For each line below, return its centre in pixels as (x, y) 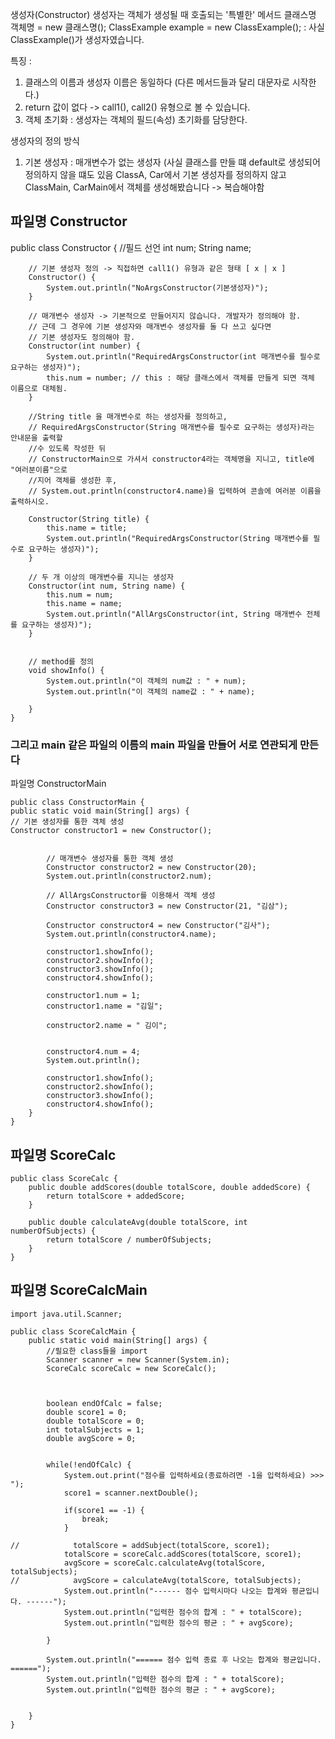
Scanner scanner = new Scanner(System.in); (138, 1359)
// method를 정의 (61, 661)
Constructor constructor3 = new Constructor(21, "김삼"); (167, 906)
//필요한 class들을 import (97, 1351)
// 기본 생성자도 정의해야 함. (82, 337)
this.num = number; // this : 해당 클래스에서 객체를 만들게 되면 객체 (180, 378)
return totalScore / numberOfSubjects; (129, 1239)
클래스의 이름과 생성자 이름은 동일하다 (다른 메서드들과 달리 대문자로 (157, 82)
